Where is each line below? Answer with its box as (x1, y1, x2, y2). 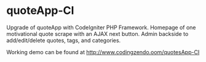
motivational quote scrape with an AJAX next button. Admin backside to (6, 30, 189, 37)
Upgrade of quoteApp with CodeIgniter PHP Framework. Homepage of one (6, 24, 196, 31)
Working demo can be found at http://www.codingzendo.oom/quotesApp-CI (6, 48, 200, 55)
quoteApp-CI (6, 4, 74, 18)
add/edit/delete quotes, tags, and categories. (6, 36, 121, 44)
